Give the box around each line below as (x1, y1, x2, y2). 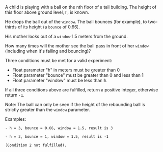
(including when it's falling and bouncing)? (5, 48, 91, 54)
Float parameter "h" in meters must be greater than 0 (12, 67, 120, 73)
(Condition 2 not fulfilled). (5, 143, 67, 148)
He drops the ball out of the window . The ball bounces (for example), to (5, 19, 147, 24)
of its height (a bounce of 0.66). (18, 24, 80, 30)
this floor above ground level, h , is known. (5, 9, 89, 15)
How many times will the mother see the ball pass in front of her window (5, 43, 149, 48)
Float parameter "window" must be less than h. (12, 78, 108, 83)
